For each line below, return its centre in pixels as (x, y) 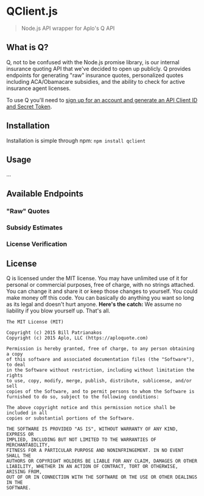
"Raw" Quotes (28, 211)
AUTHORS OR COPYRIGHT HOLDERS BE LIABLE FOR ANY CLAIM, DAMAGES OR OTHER (102, 461)
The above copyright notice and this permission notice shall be (91, 408)
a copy (15, 354)
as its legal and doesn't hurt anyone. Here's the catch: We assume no (94, 305)
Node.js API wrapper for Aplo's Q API (68, 28)
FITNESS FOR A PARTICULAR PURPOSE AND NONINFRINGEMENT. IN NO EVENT (95, 451)
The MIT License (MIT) (35, 322)
